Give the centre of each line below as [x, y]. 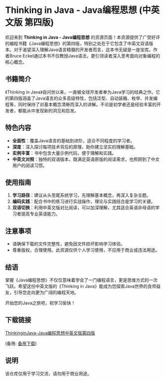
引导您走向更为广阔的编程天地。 [46, 292]
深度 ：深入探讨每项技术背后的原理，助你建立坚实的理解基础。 [75, 147]
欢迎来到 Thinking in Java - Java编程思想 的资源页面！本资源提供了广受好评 [83, 37]
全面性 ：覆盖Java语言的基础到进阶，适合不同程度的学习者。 [73, 140]
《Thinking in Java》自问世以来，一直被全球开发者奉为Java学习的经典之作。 [81, 92]
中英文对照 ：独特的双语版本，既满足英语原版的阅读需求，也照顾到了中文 [86, 159]
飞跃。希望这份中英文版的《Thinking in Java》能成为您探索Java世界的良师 [81, 286]
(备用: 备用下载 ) [21, 343]
